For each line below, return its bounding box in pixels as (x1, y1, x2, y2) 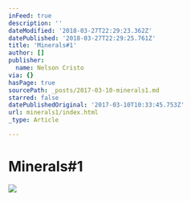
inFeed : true (8, 11, 52, 20)
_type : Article (8, 116, 59, 124)
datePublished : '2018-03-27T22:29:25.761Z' (8, 34, 156, 42)
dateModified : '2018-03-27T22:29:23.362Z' (8, 26, 152, 34)
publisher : (8, 57, 45, 65)
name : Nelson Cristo (15, 64, 84, 72)
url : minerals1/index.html (8, 109, 99, 117)
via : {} (8, 71, 35, 79)
